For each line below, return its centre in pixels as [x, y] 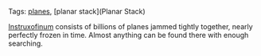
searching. [26, 43]
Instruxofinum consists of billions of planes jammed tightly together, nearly [130, 26]
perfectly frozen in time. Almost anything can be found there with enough [129, 35]
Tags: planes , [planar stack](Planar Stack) [77, 11]
